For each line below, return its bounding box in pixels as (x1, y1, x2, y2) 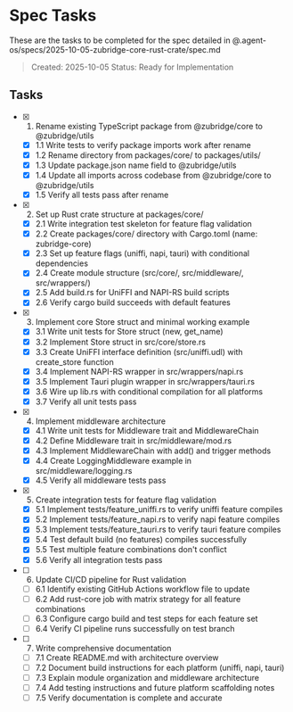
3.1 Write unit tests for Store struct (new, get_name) (35, 327, 224, 337)
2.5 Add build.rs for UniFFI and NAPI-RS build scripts (35, 287, 230, 298)
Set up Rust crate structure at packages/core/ (35, 209, 204, 219)
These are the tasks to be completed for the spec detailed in (9, 35, 231, 46)
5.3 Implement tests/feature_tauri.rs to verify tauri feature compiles (35, 524, 281, 535)
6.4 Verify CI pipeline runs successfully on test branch (35, 623, 235, 633)
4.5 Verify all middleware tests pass (35, 475, 167, 486)
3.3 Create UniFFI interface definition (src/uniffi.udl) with (35, 346, 243, 357)
